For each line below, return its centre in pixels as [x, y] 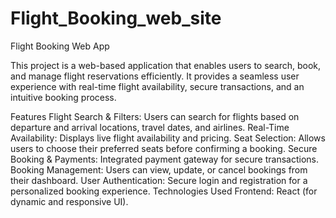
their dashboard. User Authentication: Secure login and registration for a [159, 180]
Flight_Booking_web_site [116, 18]
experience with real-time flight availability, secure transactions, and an [157, 86]
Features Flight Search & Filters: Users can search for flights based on [155, 116]
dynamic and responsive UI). [69, 201]
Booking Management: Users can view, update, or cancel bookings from [159, 169]
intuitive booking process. [63, 97]
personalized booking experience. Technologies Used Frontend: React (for [164, 191]
